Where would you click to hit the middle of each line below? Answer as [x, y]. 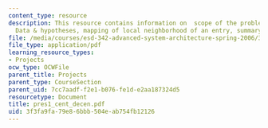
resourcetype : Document [48, 97]
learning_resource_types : [51, 52]
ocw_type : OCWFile [39, 68]
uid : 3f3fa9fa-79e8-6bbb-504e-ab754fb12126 [82, 112]
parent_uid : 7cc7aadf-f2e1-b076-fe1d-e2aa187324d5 [94, 89]
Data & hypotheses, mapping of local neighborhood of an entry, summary [139, 30]
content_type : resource [48, 16]
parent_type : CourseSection [55, 82]
